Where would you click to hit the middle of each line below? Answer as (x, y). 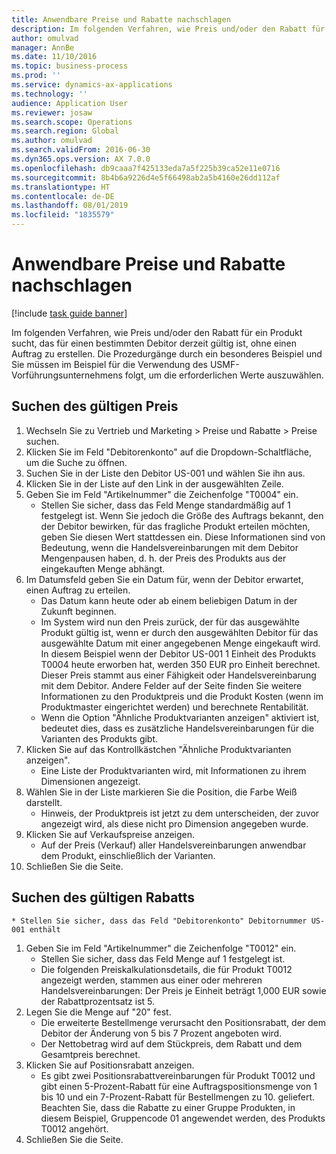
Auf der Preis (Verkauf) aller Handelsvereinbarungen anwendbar (173, 845)
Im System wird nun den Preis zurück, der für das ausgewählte (170, 622)
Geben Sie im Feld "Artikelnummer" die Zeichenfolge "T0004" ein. (162, 494)
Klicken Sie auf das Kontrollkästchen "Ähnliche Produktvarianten (158, 749)
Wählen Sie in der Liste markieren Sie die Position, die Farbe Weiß (161, 792)
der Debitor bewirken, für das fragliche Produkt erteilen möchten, (175, 526)
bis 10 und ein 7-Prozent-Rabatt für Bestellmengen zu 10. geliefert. (178, 1097)
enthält (45, 929)
